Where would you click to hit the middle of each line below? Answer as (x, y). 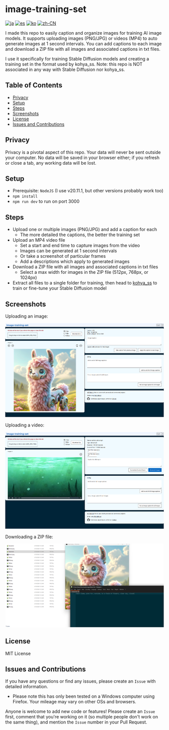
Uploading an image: (27, 316)
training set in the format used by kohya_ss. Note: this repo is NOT (74, 64)
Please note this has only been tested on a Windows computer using (83, 696)
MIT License (18, 653)
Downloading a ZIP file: (29, 537)
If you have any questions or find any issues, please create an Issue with (80, 681)
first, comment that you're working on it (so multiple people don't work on (82, 717)
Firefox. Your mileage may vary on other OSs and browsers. (74, 702)
